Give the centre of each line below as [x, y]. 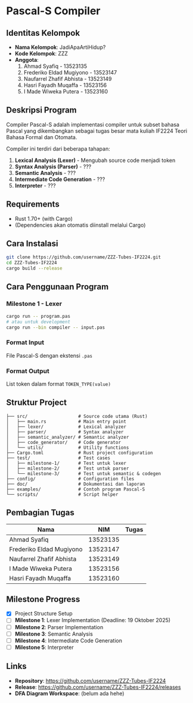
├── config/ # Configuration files [70, 479]
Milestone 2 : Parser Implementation [59, 627]
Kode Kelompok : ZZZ [41, 54]
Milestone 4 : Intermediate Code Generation [69, 640]
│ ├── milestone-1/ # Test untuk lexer [66, 463]
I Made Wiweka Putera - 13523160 [66, 91]
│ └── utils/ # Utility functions [68, 448]
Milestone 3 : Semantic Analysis [54, 634]
